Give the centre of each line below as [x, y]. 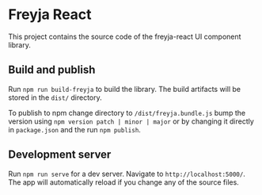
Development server [60, 155]
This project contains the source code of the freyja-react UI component [125, 36]
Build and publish [52, 70]
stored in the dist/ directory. [55, 97]
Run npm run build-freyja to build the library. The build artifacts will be [125, 89]
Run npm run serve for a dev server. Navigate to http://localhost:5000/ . [127, 174]
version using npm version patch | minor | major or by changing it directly [131, 121]
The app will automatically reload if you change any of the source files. [123, 182]
